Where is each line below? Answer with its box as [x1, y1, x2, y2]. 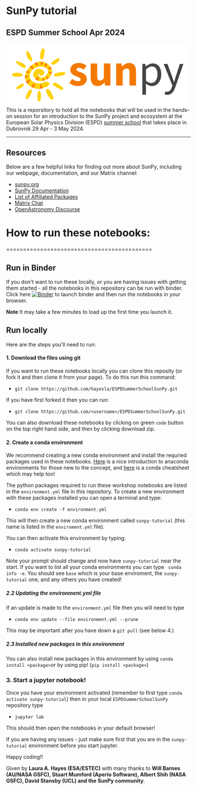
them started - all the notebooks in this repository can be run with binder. [6, 284, 183, 291]
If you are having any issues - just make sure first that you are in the [6, 736, 170, 743]
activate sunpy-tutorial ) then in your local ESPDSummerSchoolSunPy [6, 696, 168, 703]
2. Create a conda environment [6, 439, 83, 446]
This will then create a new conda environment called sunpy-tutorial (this [6, 517, 185, 524]
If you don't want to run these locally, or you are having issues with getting [6, 278, 186, 285]
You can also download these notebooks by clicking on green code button [6, 419, 184, 426]
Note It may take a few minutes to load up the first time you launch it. [6, 308, 173, 315]
